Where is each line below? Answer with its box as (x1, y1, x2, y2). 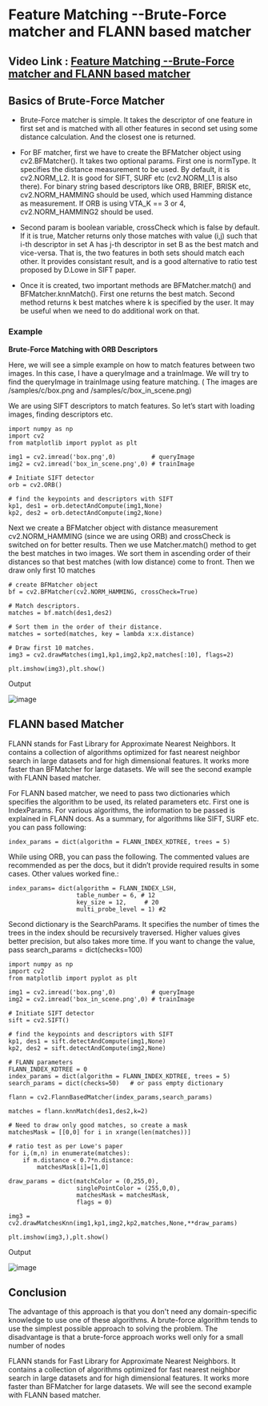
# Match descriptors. (8, 601, 81, 609)
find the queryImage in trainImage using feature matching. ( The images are (8, 377, 258, 386)
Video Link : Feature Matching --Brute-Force (8, 54, 234, 68)
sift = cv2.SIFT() (8, 1016, 70, 1025)
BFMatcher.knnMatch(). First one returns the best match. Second (19, 290, 235, 299)
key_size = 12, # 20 (76, 898, 159, 906)
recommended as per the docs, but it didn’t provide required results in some (8, 860, 260, 869)
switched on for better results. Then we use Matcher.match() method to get (8, 540, 257, 549)
